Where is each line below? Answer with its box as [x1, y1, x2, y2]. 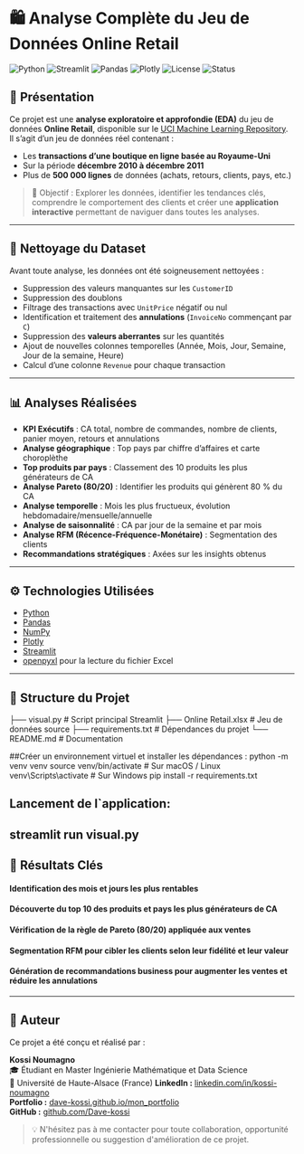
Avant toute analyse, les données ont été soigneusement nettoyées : [9, 265, 264, 276]
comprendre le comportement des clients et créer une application [31, 196, 279, 207]
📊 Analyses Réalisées [9, 395, 138, 411]
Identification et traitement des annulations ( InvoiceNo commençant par [22, 311, 292, 322]
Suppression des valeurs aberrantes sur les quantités [22, 330, 224, 341]
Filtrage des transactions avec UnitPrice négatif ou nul [22, 301, 228, 313]
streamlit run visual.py [9, 827, 139, 842]
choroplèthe [22, 452, 69, 463]
